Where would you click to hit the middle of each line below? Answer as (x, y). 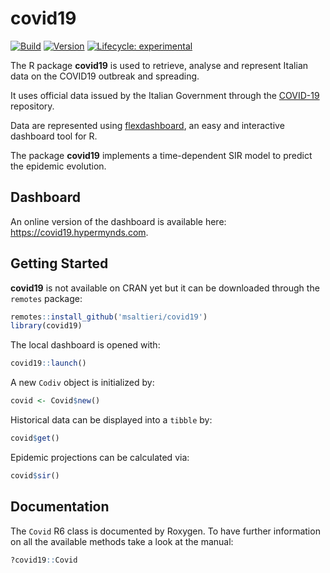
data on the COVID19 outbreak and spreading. (105, 76)
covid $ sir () (35, 475)
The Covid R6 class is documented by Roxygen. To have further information (165, 531)
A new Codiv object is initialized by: (82, 383)
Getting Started (59, 263)
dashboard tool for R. (54, 136)
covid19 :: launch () (48, 363)
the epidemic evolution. (58, 166)
